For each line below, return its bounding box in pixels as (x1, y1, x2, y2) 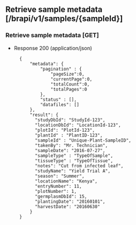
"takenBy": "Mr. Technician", (35, 142, 108, 148)
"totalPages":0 (51, 86, 88, 92)
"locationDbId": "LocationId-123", (35, 122, 121, 128)
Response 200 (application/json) (13, 44, 92, 51)
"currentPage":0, (51, 76, 92, 82)
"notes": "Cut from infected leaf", (35, 163, 124, 168)
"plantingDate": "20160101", (35, 198, 106, 205)
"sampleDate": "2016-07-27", (35, 147, 106, 153)
